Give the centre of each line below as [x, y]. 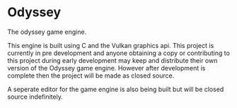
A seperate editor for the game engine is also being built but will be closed [116, 89]
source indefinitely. [35, 97]
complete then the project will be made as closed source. [91, 76]
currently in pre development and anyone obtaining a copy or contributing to [118, 53]
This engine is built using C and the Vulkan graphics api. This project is [111, 45]
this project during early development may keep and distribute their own [112, 60]
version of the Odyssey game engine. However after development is [106, 68]
